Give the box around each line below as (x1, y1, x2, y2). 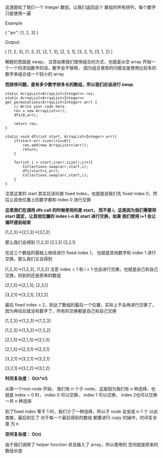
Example (5, 20, 23, 26)
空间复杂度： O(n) (5, 431, 42, 437)
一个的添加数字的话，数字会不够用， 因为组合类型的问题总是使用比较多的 (9, 65, 157, 71)
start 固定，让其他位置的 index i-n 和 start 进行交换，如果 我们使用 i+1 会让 (5, 213, 156, 219)
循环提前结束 (5, 220, 31, 225)
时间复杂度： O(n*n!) (5, 376, 48, 381)
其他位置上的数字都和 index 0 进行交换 (13, 197, 92, 203)
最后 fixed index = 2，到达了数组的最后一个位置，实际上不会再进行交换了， (5, 302, 157, 307)
